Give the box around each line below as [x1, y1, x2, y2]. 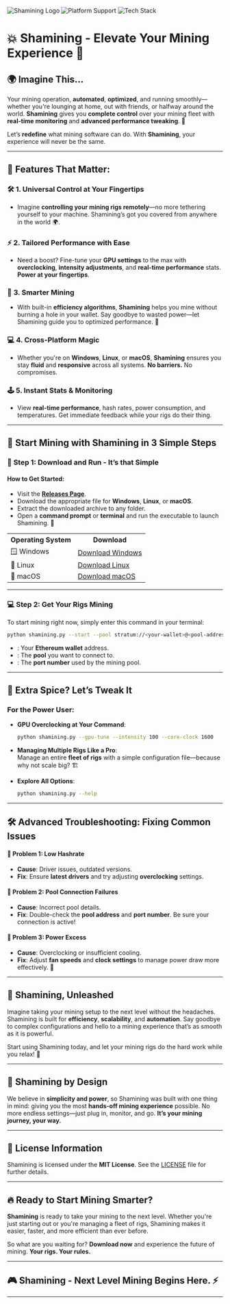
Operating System [10, 535, 71, 544]
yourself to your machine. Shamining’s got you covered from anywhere [16, 210, 218, 218]
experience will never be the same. [7, 138, 106, 145]
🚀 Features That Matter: [7, 164, 111, 175]
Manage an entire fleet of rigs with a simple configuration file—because [16, 753, 220, 762]
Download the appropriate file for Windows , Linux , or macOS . [16, 497, 193, 505]
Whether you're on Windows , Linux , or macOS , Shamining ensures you [16, 353, 221, 362]
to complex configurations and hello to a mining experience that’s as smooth [7, 1022, 222, 1030]
